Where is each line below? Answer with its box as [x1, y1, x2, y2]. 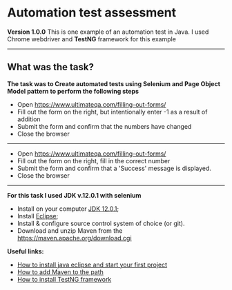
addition [17, 115, 41, 123]
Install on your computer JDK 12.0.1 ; [17, 205, 119, 213]
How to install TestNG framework [17, 275, 112, 283]
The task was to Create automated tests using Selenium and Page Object [7, 79, 221, 87]
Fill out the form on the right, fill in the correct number [17, 156, 171, 165]
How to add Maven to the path [17, 267, 104, 276]
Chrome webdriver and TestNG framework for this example [7, 34, 176, 43]
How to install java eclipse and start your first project [17, 260, 168, 269]
